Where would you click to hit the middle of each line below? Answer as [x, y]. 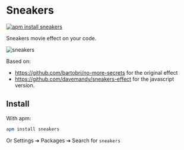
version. [25, 85]
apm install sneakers [33, 129]
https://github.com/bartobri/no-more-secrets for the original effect [96, 72]
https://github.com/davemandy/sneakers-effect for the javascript [94, 79]
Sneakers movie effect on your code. [51, 38]
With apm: [19, 118]
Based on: [18, 61]
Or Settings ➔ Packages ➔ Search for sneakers [63, 141]
